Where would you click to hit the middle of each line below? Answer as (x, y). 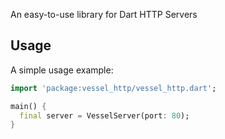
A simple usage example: (62, 70)
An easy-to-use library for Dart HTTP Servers (104, 14)
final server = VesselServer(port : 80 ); (104, 115)
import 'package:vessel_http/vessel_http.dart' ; (113, 88)
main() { (28, 106)
